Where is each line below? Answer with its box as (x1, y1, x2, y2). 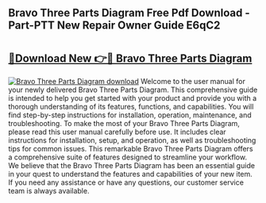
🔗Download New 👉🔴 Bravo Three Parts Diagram (8, 52, 253, 65)
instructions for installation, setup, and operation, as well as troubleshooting (8, 136, 256, 145)
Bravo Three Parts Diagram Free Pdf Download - (8, 6, 250, 20)
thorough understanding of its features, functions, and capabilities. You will (8, 102, 254, 111)
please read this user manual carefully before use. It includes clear (8, 127, 226, 136)
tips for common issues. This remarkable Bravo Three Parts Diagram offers (8, 144, 253, 153)
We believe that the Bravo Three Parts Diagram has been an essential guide (8, 161, 256, 170)
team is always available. (8, 186, 90, 195)
